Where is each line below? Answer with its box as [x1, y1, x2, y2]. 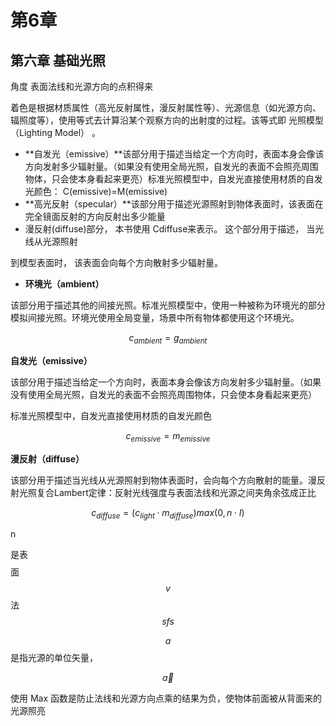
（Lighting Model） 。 [10, 127, 102, 138]
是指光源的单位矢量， [10, 652, 98, 664]
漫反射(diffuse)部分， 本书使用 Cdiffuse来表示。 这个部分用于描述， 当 [24, 223, 316, 235]
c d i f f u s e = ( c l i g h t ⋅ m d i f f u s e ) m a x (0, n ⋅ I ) [91, 506, 245, 521]
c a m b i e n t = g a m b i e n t [128, 332, 208, 346]
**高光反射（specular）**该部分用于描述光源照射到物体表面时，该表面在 [24, 198, 324, 210]
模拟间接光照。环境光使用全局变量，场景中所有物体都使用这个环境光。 [10, 312, 300, 323]
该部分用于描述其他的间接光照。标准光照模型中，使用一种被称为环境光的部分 [10, 299, 326, 311]
